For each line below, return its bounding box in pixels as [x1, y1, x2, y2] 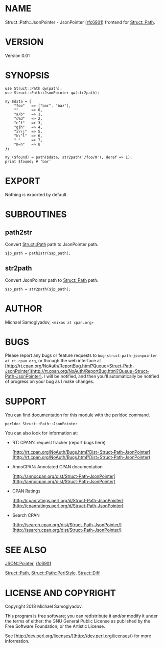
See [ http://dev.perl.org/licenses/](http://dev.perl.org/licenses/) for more [5, 633, 152, 639]
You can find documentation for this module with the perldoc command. [5, 412, 150, 418]
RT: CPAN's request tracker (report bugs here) [12, 440, 106, 446]
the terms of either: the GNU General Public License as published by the [5, 618, 151, 624]
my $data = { [5, 99, 32, 104]
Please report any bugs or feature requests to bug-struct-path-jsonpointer [5, 352, 158, 358]
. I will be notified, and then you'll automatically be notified [41, 374, 159, 379]
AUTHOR [5, 303, 43, 314]
